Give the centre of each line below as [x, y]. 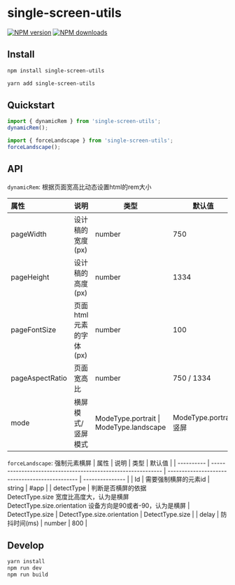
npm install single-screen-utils [56, 71]
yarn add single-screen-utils [51, 83]
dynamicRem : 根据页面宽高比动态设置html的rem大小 [79, 187]
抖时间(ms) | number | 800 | [47, 523]
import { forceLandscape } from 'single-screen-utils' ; [90, 141]
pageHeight [30, 277]
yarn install [26, 562]
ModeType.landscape [131, 427]
